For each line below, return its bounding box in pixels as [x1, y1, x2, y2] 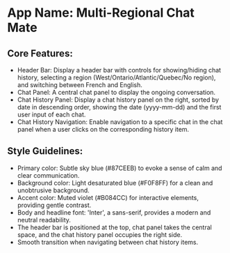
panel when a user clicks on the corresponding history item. [17, 125, 190, 133]
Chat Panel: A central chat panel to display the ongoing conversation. [17, 89, 216, 96]
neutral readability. [17, 215, 72, 224]
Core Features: [7, 47, 73, 59]
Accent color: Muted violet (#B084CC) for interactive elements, [17, 193, 199, 201]
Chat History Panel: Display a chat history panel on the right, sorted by [17, 95, 220, 104]
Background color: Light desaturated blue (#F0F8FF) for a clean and [17, 178, 213, 187]
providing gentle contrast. [17, 201, 92, 209]
